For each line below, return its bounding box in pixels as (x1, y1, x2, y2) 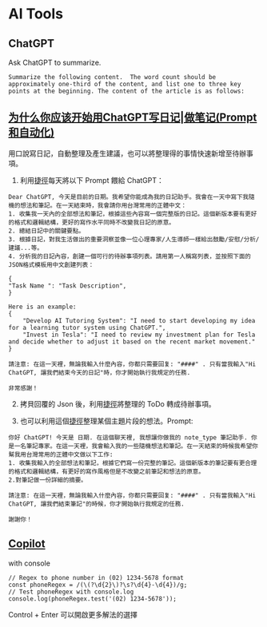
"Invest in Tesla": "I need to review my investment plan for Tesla (22, 331, 256, 339)
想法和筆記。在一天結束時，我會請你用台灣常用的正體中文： (19, 201, 187, 209)
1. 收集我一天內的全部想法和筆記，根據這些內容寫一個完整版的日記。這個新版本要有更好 (8, 209, 257, 218)
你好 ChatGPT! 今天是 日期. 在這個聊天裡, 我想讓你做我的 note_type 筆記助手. (8, 433, 248, 442)
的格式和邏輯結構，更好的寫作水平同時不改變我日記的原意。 (8, 218, 175, 226)
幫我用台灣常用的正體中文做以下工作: (8, 450, 114, 458)
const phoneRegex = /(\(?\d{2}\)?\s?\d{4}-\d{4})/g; (8, 581, 188, 589)
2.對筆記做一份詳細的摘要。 (8, 476, 88, 484)
